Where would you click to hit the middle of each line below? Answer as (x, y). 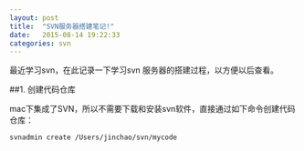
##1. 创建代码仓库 (42, 90)
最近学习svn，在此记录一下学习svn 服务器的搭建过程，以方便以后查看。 (144, 70)
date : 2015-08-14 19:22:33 (65, 35)
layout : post (34, 18)
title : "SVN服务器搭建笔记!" (62, 26)
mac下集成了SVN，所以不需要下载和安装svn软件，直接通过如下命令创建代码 (152, 109)
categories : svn (40, 43)
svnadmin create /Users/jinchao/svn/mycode (94, 137)
